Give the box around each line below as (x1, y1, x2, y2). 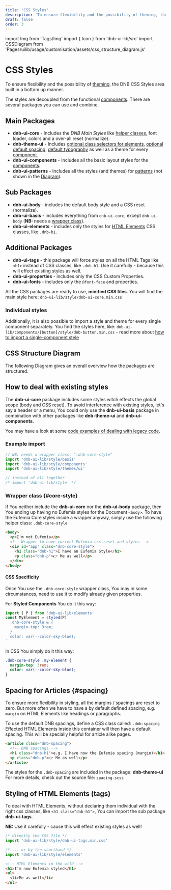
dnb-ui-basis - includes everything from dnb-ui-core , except (12, 212, 141, 218)
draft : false (5, 17, 33, 22)
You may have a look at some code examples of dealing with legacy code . (5, 428, 160, 434)
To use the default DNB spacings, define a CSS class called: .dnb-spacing (5, 720, 160, 727)
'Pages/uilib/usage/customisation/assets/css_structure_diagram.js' (5, 46, 146, 52)
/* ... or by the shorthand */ (5, 847, 72, 852)
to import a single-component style (5, 334, 79, 340)
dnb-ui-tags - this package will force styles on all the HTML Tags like (12, 257, 159, 263)
